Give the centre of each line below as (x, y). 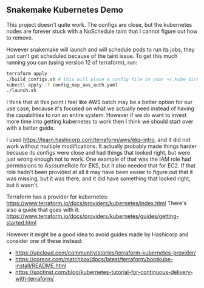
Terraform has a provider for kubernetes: (57, 197)
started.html (22, 223)
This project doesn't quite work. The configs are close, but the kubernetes (99, 24)
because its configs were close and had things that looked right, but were (98, 153)
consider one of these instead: (45, 241)
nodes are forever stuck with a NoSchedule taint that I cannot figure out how (102, 31)
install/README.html (41, 266)
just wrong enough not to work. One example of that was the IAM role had (99, 159)
